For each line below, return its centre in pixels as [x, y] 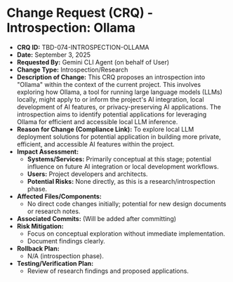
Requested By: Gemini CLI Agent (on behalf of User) [93, 62]
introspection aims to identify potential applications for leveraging [112, 114]
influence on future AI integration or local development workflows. [123, 166]
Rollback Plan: [38, 248]
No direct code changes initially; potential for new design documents [127, 203]
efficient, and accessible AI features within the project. [95, 144]
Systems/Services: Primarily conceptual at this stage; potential [119, 159]
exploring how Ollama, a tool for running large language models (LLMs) [119, 92]
